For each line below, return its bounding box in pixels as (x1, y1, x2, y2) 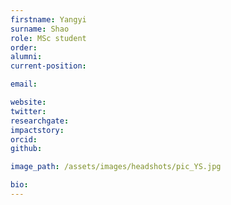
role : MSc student (10, 33, 87, 43)
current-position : (10, 61, 87, 71)
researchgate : (10, 116, 70, 126)
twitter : (10, 106, 47, 116)
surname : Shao (10, 24, 70, 34)
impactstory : (10, 125, 65, 135)
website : (10, 97, 47, 107)
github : (10, 144, 43, 154)
